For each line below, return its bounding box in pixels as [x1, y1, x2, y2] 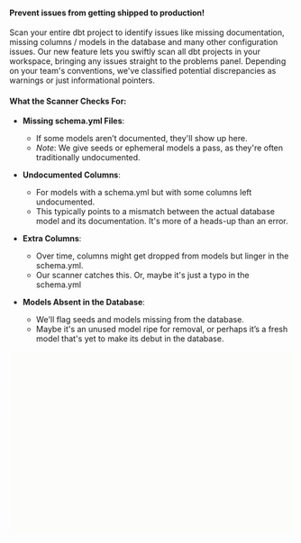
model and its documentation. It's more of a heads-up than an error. [35, 216, 288, 227]
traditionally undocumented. [35, 152, 141, 163]
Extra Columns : [22, 233, 82, 244]
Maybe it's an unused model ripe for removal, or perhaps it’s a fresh [35, 324, 288, 335]
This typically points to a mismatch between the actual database [35, 206, 275, 217]
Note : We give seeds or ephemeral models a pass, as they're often [35, 142, 284, 153]
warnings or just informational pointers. [9, 75, 156, 86]
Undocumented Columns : [22, 169, 122, 180]
